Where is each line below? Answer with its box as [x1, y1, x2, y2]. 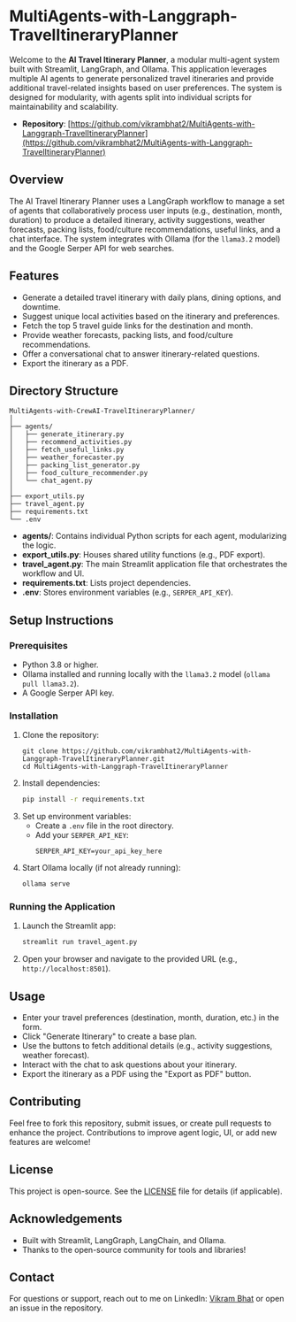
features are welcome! [9, 1136, 91, 1147]
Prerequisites [9, 639, 68, 651]
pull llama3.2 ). [21, 679, 80, 689]
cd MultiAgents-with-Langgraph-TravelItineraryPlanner [21, 763, 229, 772]
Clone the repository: [21, 730, 100, 741]
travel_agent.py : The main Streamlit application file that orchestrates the [21, 559, 288, 570]
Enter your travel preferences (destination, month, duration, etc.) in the [21, 1012, 280, 1023]
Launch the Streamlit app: [21, 920, 117, 931]
